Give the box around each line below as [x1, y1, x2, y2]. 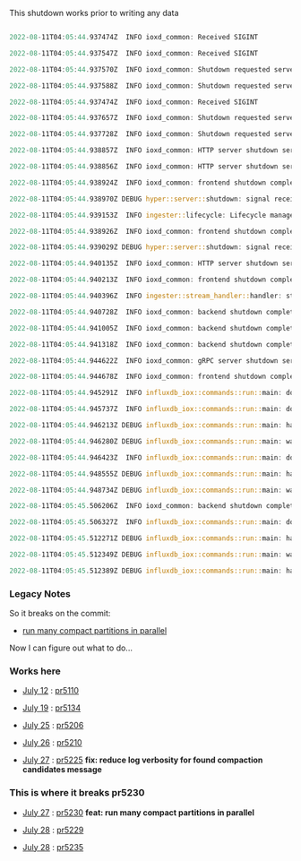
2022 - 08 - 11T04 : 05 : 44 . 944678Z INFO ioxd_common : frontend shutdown [9, 372, 267, 382]
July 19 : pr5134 [21, 702, 82, 713]
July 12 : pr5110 [21, 685, 79, 696]
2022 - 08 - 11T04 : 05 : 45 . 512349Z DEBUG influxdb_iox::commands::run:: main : [9, 550, 282, 559]
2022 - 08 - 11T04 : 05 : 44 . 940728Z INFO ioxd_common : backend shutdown [9, 307, 262, 316]
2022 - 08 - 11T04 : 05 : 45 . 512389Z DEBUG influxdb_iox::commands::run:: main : [9, 566, 282, 575]
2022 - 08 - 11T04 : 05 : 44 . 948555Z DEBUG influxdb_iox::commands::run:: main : [9, 469, 282, 478]
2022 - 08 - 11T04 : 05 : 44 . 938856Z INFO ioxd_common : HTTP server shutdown [9, 162, 279, 171]
